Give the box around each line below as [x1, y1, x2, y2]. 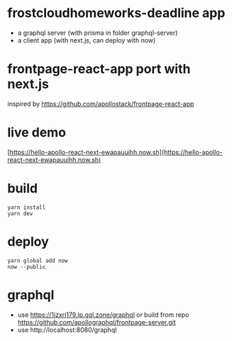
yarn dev [7, 210, 33, 217]
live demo [7, 124, 66, 141]
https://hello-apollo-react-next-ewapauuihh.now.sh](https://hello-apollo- [9, 148, 223, 156]
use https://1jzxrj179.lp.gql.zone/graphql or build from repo [17, 310, 189, 319]
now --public [7, 263, 46, 271]
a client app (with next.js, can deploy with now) [17, 36, 156, 44]
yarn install [7, 204, 46, 211]
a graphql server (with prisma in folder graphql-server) [17, 28, 178, 37]
